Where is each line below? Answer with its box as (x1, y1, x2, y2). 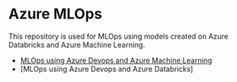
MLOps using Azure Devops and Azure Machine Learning (19, 55, 213, 65)
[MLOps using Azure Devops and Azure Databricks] (19, 64, 193, 73)
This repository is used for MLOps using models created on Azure (8, 31, 229, 41)
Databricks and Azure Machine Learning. (8, 39, 145, 49)
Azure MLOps (8, 5, 103, 23)
